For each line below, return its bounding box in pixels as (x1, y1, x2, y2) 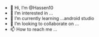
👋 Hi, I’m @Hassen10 (10, 5, 53, 10)
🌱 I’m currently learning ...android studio (10, 15, 94, 21)
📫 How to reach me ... (10, 26, 57, 32)
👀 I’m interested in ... (10, 10, 53, 16)
